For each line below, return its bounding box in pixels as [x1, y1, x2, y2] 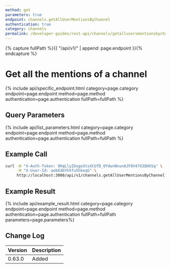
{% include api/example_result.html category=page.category [5, 201, 133, 206]
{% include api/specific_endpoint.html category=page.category [5, 85, 138, 91]
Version [8, 247, 27, 254]
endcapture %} [5, 50, 37, 57]
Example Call [5, 150, 47, 158]
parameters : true [5, 12, 42, 17]
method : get [5, 7, 31, 13]
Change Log [5, 231, 45, 240]
